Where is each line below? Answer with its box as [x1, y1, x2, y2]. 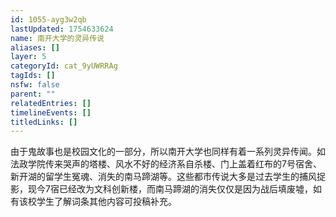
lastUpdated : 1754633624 [10, 24, 114, 34]
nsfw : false [10, 80, 60, 90]
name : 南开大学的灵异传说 [10, 33, 105, 43]
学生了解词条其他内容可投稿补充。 [36, 196, 177, 208]
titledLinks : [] [10, 117, 78, 127]
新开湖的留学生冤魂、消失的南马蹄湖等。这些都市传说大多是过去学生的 [10, 171, 300, 183]
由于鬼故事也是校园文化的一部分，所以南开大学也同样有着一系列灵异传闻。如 [10, 146, 326, 158]
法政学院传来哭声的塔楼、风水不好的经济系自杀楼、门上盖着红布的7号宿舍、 [10, 158, 322, 170]
